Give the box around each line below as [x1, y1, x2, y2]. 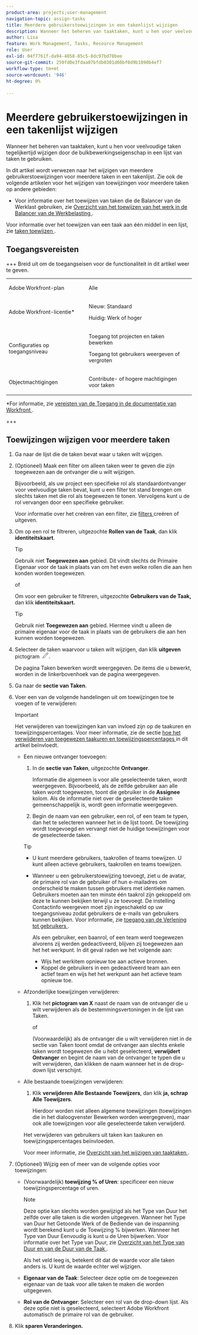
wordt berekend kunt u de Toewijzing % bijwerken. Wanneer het [23, 1226, 180, 1233]
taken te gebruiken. [6, 156, 53, 163]
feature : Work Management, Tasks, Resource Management [6, 41, 144, 47]
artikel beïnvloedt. [14, 741, 59, 748]
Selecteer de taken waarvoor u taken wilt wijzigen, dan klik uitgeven [14, 645, 181, 653]
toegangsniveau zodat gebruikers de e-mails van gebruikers [32, 910, 179, 917]
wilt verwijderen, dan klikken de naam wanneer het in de [32, 1060, 169, 1067]
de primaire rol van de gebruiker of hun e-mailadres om [32, 878, 167, 885]
